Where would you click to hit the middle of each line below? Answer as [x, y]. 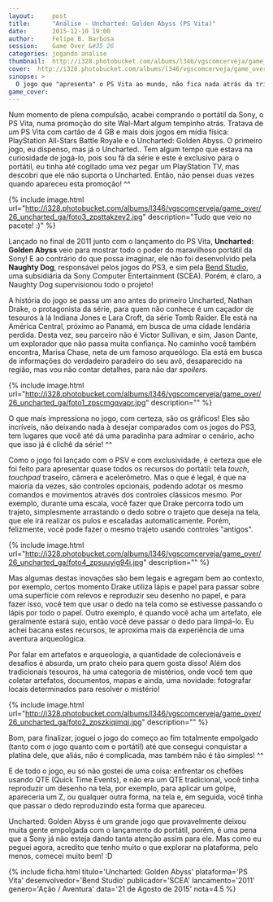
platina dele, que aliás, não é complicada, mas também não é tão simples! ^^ [136, 755]
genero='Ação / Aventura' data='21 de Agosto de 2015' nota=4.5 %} [122, 889]
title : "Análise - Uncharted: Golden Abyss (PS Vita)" [113, 24]
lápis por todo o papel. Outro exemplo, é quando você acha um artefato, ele [135, 613]
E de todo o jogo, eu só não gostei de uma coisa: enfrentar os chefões [126, 771]
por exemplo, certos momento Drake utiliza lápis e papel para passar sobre [134, 587]
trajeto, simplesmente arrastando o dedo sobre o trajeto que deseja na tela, [134, 512]
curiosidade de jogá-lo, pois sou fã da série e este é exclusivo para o [124, 158]
